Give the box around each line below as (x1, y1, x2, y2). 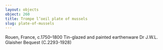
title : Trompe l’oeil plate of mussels (5, 16, 88, 21)
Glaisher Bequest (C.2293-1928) (5, 40, 72, 46)
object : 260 (5, 12, 30, 17)
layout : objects (5, 7, 39, 12)
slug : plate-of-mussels (5, 21, 55, 26)
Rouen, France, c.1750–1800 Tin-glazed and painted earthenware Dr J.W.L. (5, 34, 158, 40)
